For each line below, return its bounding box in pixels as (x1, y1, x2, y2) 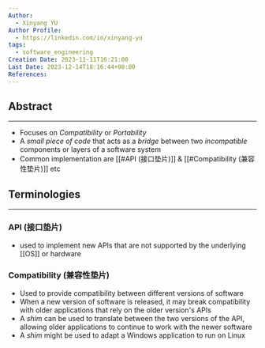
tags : (8, 41, 26, 49)
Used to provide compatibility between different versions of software (19, 288, 244, 297)
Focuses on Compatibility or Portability (19, 128, 147, 138)
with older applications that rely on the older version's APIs (19, 305, 211, 315)
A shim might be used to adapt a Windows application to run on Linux (19, 330, 246, 340)
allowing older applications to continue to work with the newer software (19, 322, 252, 331)
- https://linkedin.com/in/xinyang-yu (15, 33, 144, 42)
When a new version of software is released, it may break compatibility (19, 297, 251, 306)
